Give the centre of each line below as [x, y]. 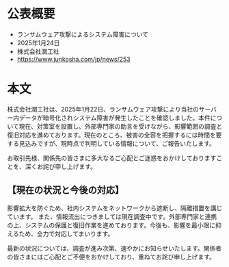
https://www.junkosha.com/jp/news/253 [74, 59]
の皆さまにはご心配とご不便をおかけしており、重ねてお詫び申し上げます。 [111, 257]
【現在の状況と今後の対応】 [66, 190]
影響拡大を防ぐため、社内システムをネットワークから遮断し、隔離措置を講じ [115, 208]
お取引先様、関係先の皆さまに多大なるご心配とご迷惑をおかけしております [112, 157]
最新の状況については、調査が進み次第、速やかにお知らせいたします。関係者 [114, 248]
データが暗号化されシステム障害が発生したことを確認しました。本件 [114, 118]
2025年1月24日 [38, 42]
